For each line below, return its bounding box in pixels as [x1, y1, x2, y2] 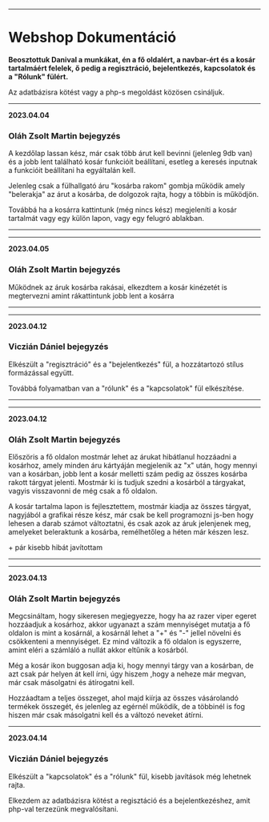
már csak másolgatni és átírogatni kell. [8, 678, 134, 688]
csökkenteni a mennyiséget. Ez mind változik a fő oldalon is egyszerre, [8, 637, 242, 647]
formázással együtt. [8, 367, 74, 377]
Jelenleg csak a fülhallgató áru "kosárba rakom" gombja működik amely [8, 181, 246, 190]
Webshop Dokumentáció [8, 29, 177, 46]
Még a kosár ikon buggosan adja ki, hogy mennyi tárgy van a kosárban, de [8, 661, 254, 671]
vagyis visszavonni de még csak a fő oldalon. [8, 486, 158, 496]
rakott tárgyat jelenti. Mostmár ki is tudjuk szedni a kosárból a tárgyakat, [8, 478, 247, 487]
